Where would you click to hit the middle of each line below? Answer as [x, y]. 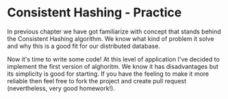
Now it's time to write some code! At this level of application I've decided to [114, 59]
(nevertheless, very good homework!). [61, 88]
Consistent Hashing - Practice [94, 13]
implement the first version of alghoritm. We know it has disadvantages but [113, 66]
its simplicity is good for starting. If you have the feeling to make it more [108, 74]
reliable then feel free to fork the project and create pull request [97, 81]
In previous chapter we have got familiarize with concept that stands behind [114, 31]
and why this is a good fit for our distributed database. [84, 46]
